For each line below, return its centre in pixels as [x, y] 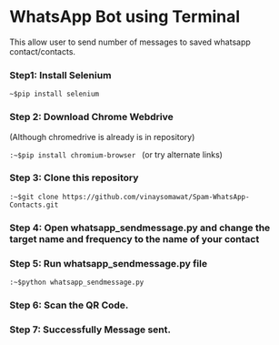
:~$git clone [34, 197]
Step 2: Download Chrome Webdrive [92, 117]
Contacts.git [34, 205]
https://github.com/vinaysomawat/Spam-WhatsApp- [156, 197]
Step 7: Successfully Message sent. [90, 330]
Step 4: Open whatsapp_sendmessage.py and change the [140, 228]
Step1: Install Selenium [60, 75]
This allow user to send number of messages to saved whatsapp [130, 42]
